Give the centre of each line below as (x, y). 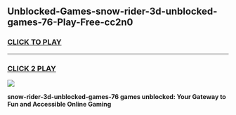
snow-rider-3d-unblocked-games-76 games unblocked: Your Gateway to (117, 96)
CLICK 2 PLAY (32, 68)
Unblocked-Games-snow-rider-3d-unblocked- (112, 11)
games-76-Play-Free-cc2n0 (70, 23)
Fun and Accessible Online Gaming (59, 104)
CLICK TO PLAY (34, 43)
